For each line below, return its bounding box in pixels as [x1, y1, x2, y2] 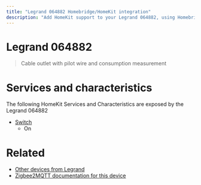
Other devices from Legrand [14, 166, 85, 173]
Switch [14, 119, 32, 126]
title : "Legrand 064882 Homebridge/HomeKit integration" [6, 8, 151, 15]
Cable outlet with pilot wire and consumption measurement [20, 60, 167, 67]
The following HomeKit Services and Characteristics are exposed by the [6, 101, 184, 108]
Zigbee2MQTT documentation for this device [14, 172, 126, 180]
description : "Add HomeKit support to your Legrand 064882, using [6, 14, 175, 20]
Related [6, 146, 45, 159]
